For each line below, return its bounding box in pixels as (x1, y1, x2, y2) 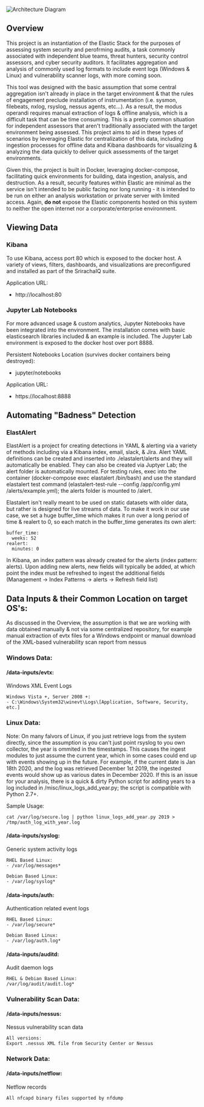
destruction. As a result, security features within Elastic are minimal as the (6, 179, 191, 186)
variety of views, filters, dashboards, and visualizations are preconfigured (6, 261, 191, 268)
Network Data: (6, 1055, 50, 1063)
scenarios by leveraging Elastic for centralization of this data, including (6, 135, 183, 142)
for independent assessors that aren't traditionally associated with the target (6, 122, 197, 129)
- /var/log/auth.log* (6, 938, 61, 944)
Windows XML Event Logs (6, 682, 72, 689)
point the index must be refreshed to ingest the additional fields (6, 569, 165, 577)
